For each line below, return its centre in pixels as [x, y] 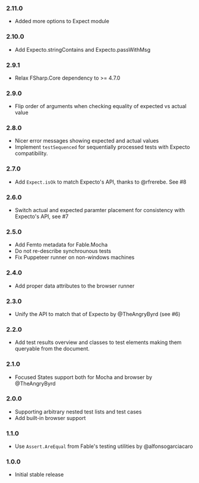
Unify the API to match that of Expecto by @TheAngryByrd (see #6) [97, 314]
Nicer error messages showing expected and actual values [87, 141]
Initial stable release [39, 475]
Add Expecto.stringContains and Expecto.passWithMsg [83, 49]
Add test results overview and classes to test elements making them [98, 342]
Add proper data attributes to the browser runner [75, 286]
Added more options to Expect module [62, 21]
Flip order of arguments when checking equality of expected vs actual [101, 106]
